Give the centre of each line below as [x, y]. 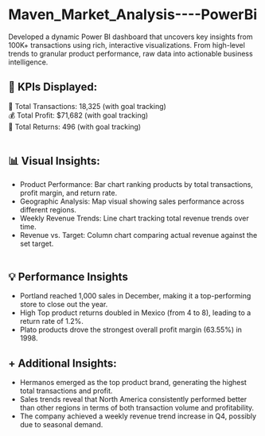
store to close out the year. [64, 305]
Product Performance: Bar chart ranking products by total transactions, [136, 184]
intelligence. [28, 62]
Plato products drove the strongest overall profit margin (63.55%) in [131, 330]
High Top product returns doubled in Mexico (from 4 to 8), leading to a [135, 313]
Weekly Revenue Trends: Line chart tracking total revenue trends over [134, 218]
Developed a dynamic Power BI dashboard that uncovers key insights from [131, 37]
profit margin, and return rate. [68, 193]
